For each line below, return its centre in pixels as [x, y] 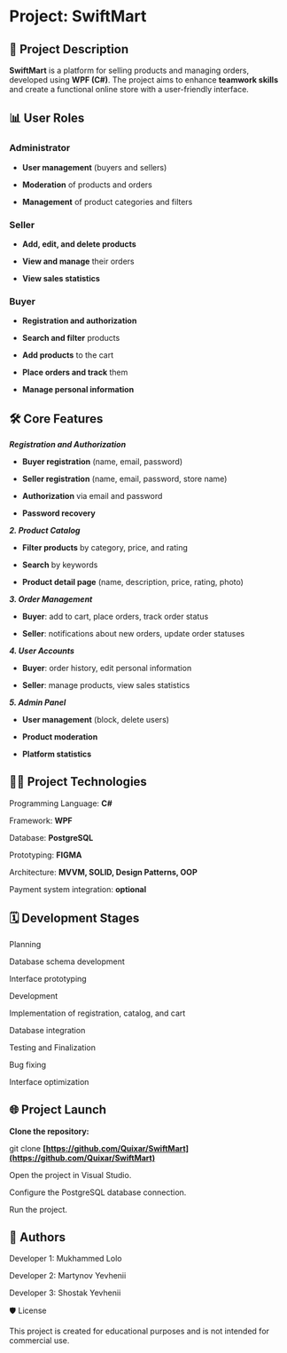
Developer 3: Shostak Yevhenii [65, 1293]
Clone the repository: [49, 1131]
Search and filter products [71, 338]
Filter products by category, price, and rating [105, 548]
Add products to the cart [68, 355]
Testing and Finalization [52, 1047]
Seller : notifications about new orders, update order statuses [133, 634]
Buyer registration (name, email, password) [102, 462]
